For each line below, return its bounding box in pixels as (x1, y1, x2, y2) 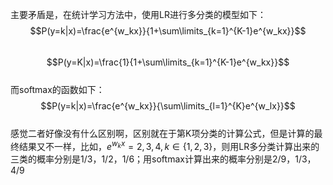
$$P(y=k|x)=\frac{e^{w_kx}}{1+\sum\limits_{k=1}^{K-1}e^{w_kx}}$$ (29, 25, 307, 37)
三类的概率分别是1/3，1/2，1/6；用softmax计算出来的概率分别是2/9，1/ (10, 153, 302, 165)
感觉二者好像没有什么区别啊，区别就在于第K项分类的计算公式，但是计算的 (10, 128, 315, 139)
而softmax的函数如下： (10, 84, 105, 95)
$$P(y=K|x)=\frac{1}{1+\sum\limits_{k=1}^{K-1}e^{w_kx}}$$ (46, 56, 290, 68)
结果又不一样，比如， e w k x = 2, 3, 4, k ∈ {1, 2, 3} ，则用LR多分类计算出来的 (18, 139, 320, 152)
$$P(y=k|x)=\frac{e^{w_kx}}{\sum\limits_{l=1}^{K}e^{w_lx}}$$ (40, 100, 296, 112)
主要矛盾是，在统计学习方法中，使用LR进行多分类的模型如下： (10, 9, 267, 20)
